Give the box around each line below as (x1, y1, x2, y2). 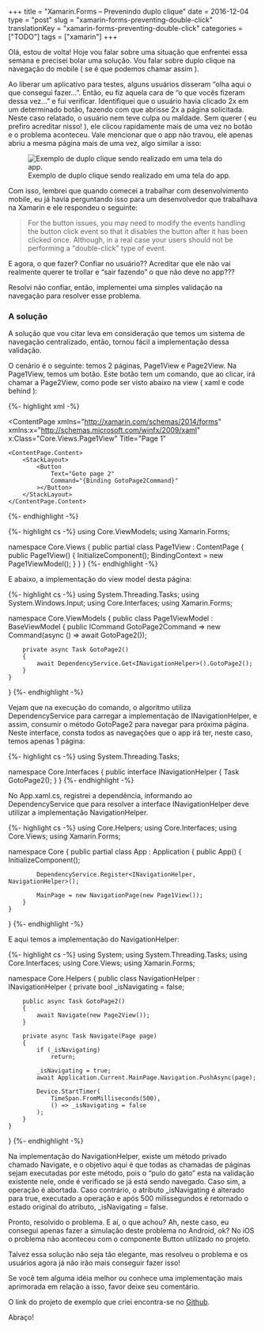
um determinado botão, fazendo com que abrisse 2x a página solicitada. (8, 105, 244, 114)
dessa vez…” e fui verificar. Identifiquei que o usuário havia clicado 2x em (8, 97, 249, 105)
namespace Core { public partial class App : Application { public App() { (8, 847, 242, 857)
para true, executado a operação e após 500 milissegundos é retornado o (8, 1194, 249, 1203)
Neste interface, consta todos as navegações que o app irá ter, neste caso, (8, 728, 253, 738)
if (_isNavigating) (36, 1046, 101, 1054)
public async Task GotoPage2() (22, 998, 126, 1006)
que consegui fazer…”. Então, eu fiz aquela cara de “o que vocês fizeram (8, 88, 245, 97)
